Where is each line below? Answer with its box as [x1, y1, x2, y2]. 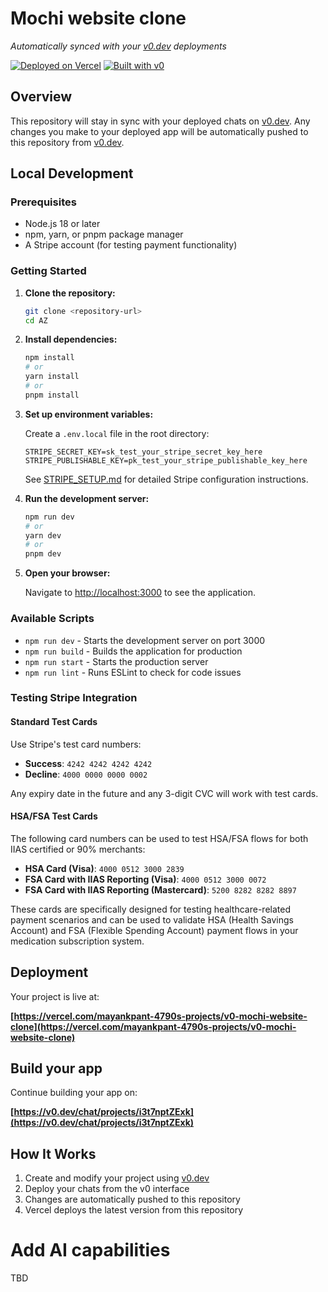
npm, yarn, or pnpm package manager [24, 228, 184, 241]
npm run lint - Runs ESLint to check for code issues [24, 666, 242, 678]
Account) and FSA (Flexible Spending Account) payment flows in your [10, 924, 299, 936]
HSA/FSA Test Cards [10, 810, 98, 822]
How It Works [10, 1145, 97, 1162]
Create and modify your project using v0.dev [24, 1172, 210, 1184]
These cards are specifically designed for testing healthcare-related [10, 903, 291, 915]
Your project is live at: [10, 990, 100, 1002]
